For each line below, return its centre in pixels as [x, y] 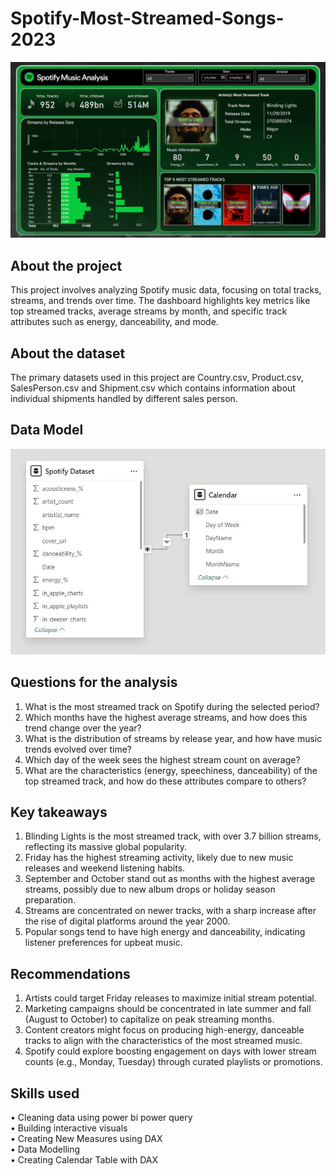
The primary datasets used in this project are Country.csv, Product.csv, [157, 378]
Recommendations [70, 973]
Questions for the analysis [94, 682]
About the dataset [68, 353]
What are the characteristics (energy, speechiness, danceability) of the [171, 770]
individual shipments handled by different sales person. [124, 399]
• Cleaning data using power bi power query [101, 1118]
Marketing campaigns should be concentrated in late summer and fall [168, 1009]
